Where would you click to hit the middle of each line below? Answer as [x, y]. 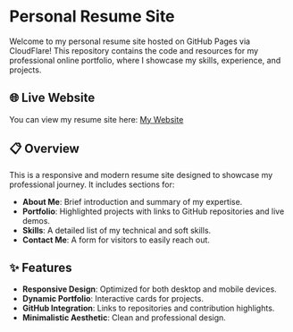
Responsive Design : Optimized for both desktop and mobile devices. [149, 289]
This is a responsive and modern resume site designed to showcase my [141, 175]
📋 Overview [45, 149]
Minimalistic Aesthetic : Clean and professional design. [124, 318]
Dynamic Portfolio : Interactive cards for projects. [113, 299]
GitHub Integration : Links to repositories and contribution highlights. [148, 308]
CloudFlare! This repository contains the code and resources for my [134, 50]
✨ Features [41, 267]
